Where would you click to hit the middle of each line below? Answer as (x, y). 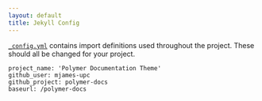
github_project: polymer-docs (58, 82)
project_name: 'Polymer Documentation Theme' (85, 68)
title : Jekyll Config (44, 23)
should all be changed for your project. (72, 54)
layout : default (35, 15)
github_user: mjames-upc (49, 75)
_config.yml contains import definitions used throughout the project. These (131, 45)
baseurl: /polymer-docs (48, 89)
